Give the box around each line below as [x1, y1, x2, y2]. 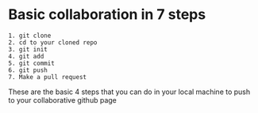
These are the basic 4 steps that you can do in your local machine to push [8, 87, 251, 96]
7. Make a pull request [8, 73, 87, 81]
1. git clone [8, 32, 52, 40]
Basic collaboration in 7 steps [8, 6, 206, 24]
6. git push [8, 66, 48, 74]
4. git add [8, 52, 44, 60]
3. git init [8, 45, 48, 53]
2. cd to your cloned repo [8, 38, 98, 47]
